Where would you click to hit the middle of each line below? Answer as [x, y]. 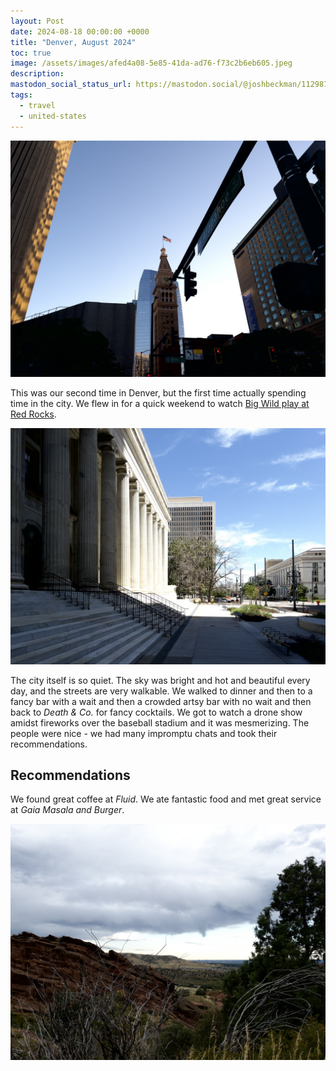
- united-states [53, 116]
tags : [21, 95]
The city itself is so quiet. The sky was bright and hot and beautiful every [160, 680]
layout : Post [37, 21]
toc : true [31, 53]
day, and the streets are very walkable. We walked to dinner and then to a [161, 691]
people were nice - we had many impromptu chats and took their [144, 733]
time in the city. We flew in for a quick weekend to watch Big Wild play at [160, 403]
